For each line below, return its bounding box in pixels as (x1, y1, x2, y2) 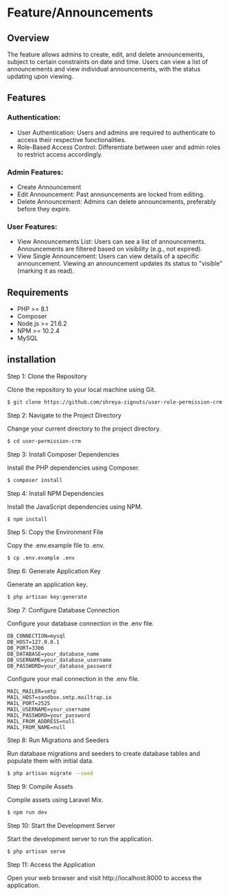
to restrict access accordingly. (16, 150, 103, 159)
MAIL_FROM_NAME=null (7, 724, 67, 731)
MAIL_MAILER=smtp (7, 688, 57, 695)
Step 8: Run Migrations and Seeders (7, 736, 110, 744)
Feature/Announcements (7, 5, 154, 21)
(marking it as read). (16, 266, 75, 275)
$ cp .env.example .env (7, 555, 75, 562)
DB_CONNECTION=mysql (7, 633, 67, 640)
